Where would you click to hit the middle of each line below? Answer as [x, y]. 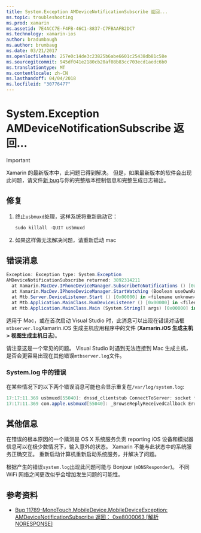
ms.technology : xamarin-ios [41, 34]
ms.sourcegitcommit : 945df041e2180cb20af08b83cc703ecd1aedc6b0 [87, 62]
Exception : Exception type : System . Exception [64, 275]
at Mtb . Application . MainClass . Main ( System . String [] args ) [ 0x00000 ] [100, 308]
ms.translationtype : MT [36, 67]
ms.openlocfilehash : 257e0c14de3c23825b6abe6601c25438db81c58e [87, 56]
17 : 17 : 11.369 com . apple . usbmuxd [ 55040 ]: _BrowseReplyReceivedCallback [96, 404]
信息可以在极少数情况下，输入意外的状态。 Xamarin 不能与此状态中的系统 [96, 447]
